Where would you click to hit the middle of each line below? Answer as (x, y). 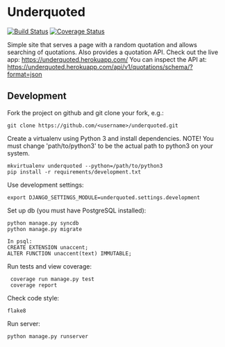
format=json (25, 74)
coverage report (34, 285)
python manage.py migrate (44, 229)
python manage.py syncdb (43, 223)
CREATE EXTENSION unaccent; (48, 247)
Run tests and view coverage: (50, 266)
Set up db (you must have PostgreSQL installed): (77, 210)
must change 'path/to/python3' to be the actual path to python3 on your (110, 146)
